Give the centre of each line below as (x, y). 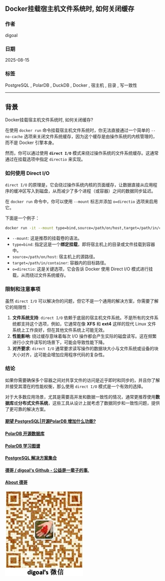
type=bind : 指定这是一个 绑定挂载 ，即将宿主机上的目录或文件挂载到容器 (84, 244)
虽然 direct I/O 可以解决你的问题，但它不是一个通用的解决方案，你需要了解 (82, 301)
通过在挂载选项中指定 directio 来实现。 (45, 159)
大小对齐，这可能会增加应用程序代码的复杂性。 (59, 355)
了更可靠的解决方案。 (27, 409)
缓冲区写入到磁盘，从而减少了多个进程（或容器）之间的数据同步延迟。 (84, 191)
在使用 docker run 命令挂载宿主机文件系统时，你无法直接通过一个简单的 (78, 130)
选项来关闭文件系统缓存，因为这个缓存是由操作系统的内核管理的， (91, 137)
